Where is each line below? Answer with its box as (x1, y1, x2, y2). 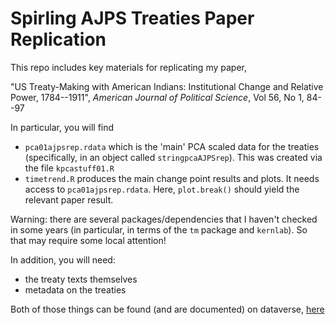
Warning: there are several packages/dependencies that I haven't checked (10, 213, 318, 225)
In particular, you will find (10, 121, 115, 133)
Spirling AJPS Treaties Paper (10, 7, 255, 30)
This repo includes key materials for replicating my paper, (10, 61, 247, 73)
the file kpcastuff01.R (24, 162, 115, 174)
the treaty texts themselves (24, 273, 138, 285)
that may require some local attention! (10, 234, 167, 246)
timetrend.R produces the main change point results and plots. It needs (24, 172, 320, 184)
